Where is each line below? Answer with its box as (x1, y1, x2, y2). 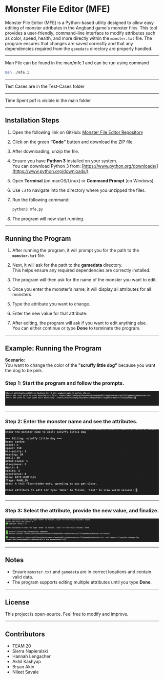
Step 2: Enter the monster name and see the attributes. (5, 418, 138, 425)
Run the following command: (12, 197, 70, 202)
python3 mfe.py (12, 207, 43, 212)
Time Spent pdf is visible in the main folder (5, 97, 91, 103)
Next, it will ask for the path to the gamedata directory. (12, 262, 123, 268)
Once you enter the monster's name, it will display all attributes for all (12, 286, 151, 292)
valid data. (12, 574, 33, 580)
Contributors (5, 630, 45, 638)
